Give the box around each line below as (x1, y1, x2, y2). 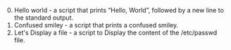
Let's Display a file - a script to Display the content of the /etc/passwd (13, 28, 217, 37)
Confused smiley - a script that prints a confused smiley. (13, 21, 179, 29)
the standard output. (13, 13, 74, 22)
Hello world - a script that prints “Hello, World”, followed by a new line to (13, 6, 224, 14)
